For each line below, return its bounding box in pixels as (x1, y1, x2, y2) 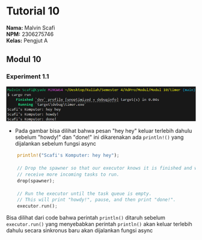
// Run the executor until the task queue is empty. (17, 191, 152, 197)
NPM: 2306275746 (6, 30, 54, 37)
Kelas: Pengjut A (6, 37, 48, 44)
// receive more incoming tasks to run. (17, 171, 120, 177)
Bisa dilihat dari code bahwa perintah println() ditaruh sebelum (6, 214, 165, 221)
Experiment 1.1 (6, 72, 49, 81)
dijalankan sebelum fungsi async (14, 140, 96, 147)
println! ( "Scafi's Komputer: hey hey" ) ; (17, 152, 120, 159)
